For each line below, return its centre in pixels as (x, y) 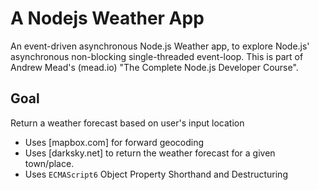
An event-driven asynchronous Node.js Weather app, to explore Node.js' (160, 46)
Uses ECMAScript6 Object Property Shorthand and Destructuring (156, 174)
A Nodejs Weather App (107, 18)
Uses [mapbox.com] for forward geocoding (114, 142)
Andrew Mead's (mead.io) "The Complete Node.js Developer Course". (154, 67)
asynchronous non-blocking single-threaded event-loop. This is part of (157, 56)
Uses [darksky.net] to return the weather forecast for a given (150, 153)
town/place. (49, 163)
